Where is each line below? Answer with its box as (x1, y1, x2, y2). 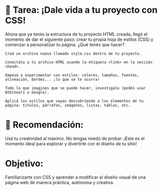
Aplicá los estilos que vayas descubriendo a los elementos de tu (5, 98, 144, 103)
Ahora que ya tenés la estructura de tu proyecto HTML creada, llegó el (5, 31, 148, 37)
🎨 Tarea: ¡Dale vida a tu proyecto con (5, 4, 158, 16)
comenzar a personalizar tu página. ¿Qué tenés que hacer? (5, 41, 125, 47)
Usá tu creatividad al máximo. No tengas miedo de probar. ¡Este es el (5, 135, 145, 141)
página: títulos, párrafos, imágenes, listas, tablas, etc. (5, 103, 131, 108)
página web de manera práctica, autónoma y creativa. (5, 179, 114, 185)
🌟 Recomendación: (5, 119, 83, 130)
